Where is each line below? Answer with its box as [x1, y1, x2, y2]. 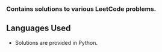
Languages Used [6, 23, 71, 33]
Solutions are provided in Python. [14, 39, 98, 46]
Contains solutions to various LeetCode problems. [6, 5, 157, 13]
